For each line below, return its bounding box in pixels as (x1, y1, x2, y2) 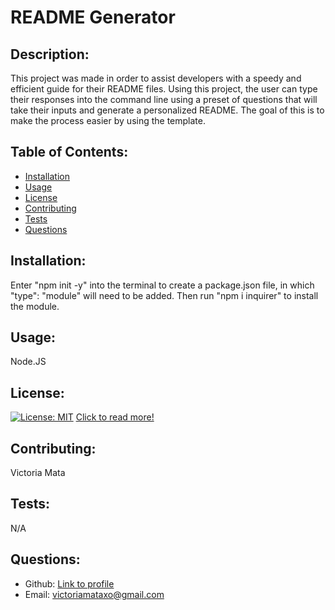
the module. (10, 300, 60, 312)
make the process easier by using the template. (10, 115, 206, 126)
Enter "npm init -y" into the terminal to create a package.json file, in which (10, 279, 315, 291)
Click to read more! (75, 411, 155, 423)
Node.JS (10, 356, 47, 368)
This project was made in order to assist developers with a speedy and (10, 72, 302, 84)
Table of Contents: (10, 144, 129, 161)
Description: (10, 46, 90, 63)
